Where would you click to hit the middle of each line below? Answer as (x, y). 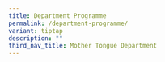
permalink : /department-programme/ (68, 23)
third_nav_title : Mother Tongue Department (83, 46)
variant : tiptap (36, 31)
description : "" (36, 38)
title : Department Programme (57, 16)
